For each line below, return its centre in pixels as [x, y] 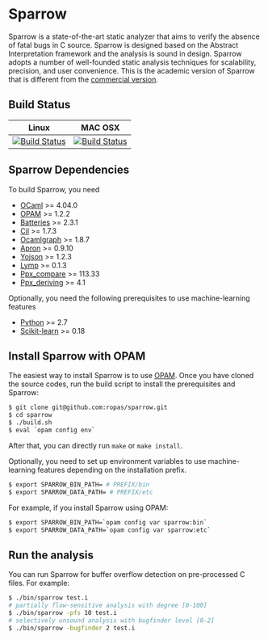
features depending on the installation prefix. [112, 469]
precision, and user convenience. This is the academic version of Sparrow [132, 70]
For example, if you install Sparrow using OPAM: [88, 507]
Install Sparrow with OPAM [77, 356]
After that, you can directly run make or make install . [96, 445]
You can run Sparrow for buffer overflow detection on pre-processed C [127, 575]
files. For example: [39, 583]
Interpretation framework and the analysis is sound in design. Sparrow [125, 53]
